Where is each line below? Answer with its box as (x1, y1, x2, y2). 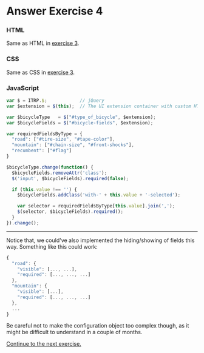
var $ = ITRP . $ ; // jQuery (6, 98, 104, 104)
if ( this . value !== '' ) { (12, 186, 78, 192)
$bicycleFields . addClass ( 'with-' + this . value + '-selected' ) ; (17, 192, 181, 198)
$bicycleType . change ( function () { (6, 164, 94, 170)
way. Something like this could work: (6, 243, 98, 250)
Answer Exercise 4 (6, 4, 103, 18)
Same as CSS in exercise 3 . (6, 69, 75, 76)
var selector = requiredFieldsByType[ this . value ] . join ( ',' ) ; (17, 203, 175, 209)
